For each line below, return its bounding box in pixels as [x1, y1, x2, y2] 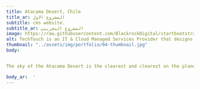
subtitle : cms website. [6, 20, 65, 26]
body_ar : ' [6, 74, 36, 80]
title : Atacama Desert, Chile [6, 8, 82, 15]
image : [6, 31, 23, 37]
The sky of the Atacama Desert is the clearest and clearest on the [6, 63, 180, 69]
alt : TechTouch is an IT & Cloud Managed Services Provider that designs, [6, 36, 196, 42]
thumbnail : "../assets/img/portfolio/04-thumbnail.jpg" [6, 42, 148, 48]
